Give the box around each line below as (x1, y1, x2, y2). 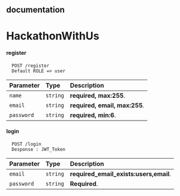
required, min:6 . (70, 111, 116, 119)
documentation (6, 5, 65, 15)
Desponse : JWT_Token (11, 146, 66, 153)
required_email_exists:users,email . (70, 169, 172, 178)
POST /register (11, 63, 50, 69)
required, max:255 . (70, 91, 126, 100)
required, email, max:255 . (70, 101, 145, 109)
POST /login (11, 141, 42, 147)
